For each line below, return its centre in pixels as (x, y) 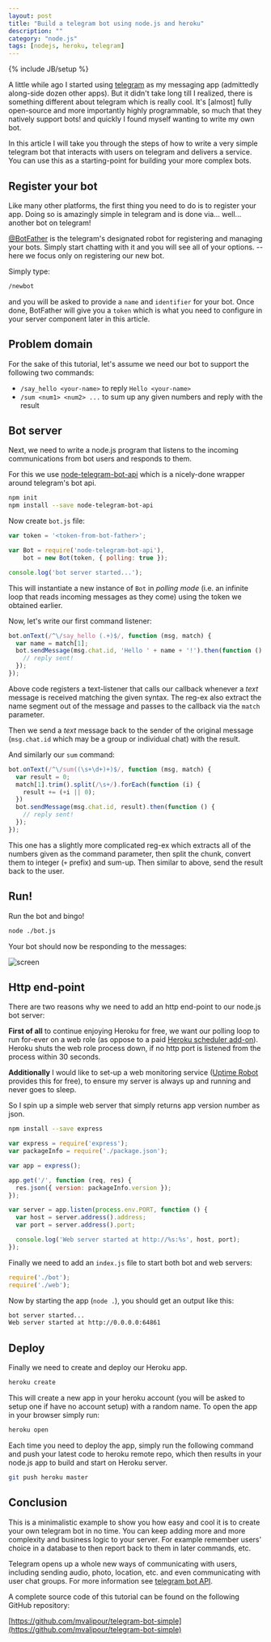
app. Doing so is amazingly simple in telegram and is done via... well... (125, 214)
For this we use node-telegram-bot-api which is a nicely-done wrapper (127, 474)
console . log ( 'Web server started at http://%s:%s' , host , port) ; (128, 1240)
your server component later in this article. (79, 319)
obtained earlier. (36, 605)
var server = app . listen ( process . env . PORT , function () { (108, 1210)
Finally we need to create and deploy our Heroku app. (98, 1368)
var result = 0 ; (43, 777)
